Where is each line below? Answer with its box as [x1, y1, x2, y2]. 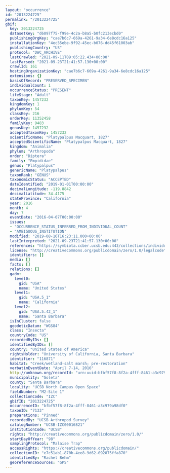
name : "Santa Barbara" [18, 314, 67, 319]
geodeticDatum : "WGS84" [10, 323, 60, 329]
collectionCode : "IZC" [10, 394, 58, 399]
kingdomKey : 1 [10, 102, 39, 107]
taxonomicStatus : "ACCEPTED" [10, 177, 71, 183]
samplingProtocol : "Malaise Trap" [10, 441, 82, 446]
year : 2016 [10, 201, 33, 206]
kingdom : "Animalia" [10, 144, 53, 150]
